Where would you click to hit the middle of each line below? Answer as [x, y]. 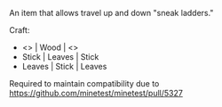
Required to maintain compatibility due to [84, 83]
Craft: [20, 30]
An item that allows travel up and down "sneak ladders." [111, 13]
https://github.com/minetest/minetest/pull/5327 [96, 93]
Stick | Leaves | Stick [60, 57]
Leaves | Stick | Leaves [64, 66]
